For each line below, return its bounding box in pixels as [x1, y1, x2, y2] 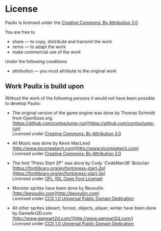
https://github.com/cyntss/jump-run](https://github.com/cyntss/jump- [14, 120, 155, 126]
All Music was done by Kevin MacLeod [12, 140, 91, 146]
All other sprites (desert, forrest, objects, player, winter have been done [12, 205, 157, 211]
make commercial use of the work [12, 49, 81, 55]
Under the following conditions [5, 58, 67, 64]
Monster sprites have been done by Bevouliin [12, 185, 104, 191]
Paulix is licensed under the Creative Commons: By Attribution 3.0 [5, 20, 138, 25]
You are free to [5, 29, 35, 35]
